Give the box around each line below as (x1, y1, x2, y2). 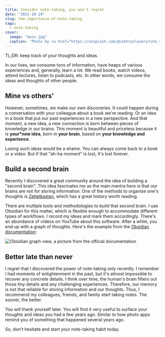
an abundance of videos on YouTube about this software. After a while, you (5, 218, 157, 224)
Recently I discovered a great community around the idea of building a (5, 178, 147, 184)
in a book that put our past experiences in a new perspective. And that (5, 115, 147, 121)
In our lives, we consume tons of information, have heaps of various (5, 62, 142, 68)
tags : (5, 21, 16, 26)
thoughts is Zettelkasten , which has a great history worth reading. (5, 193, 138, 199)
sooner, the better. (5, 297, 43, 303)
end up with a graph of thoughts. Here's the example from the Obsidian (5, 224, 150, 230)
